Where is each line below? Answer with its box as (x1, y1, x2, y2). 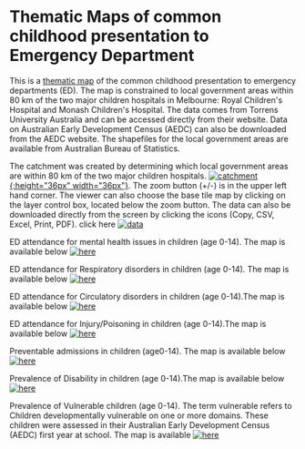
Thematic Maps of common (9, 6, 222, 27)
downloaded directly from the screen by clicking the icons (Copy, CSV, (9, 209, 275, 219)
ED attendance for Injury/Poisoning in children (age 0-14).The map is (9, 318, 267, 329)
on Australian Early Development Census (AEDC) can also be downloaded (9, 123, 287, 134)
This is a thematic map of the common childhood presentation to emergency (9, 75, 297, 86)
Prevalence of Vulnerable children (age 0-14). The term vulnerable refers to (9, 400, 293, 411)
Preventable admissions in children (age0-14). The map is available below (9, 345, 286, 356)
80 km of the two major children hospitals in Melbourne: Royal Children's (9, 94, 283, 106)
